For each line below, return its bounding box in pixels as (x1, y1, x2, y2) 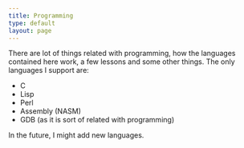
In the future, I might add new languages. (8, 130, 144, 140)
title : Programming (8, 11, 74, 20)
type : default (8, 19, 56, 27)
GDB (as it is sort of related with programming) (19, 115, 175, 125)
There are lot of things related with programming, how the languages (8, 49, 236, 58)
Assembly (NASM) (19, 106, 82, 116)
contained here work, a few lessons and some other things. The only (8, 57, 235, 66)
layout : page (8, 26, 52, 34)
